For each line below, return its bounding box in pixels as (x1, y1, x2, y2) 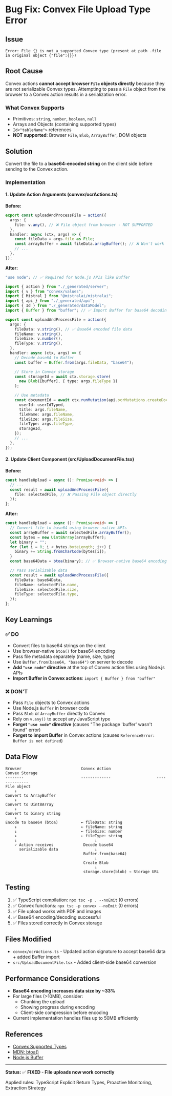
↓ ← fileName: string (14, 824, 123, 830)
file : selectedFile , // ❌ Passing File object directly (14, 492, 137, 497)
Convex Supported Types (12, 1044, 67, 1050)
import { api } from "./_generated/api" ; (5, 298, 95, 303)
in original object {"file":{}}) (5, 53, 77, 58)
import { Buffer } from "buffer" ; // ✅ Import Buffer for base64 (5, 308, 148, 313)
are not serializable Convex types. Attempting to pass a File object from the (5, 86, 166, 92)
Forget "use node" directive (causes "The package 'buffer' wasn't (12, 721, 153, 727)
